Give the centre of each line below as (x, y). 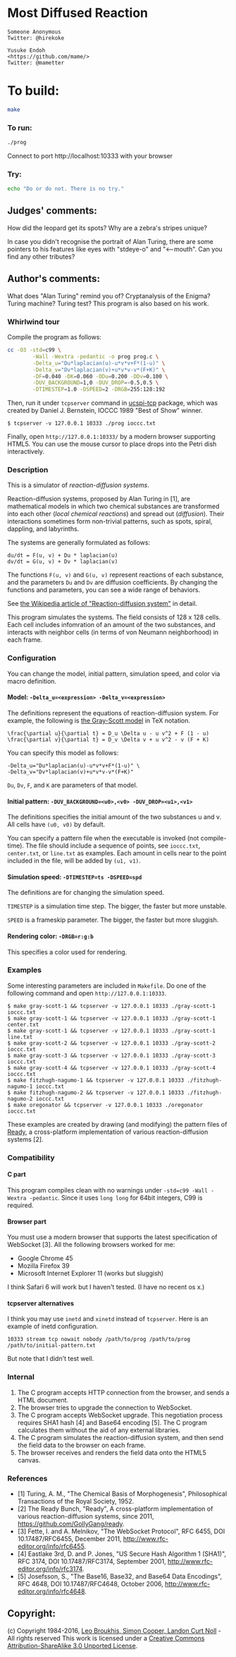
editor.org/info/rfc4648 (51, 1591)
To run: (20, 127)
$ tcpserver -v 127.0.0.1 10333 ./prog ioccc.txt (82, 423)
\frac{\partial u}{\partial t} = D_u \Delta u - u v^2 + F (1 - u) (108, 733)
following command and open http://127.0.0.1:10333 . (87, 993)
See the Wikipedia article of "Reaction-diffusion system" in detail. (102, 604)
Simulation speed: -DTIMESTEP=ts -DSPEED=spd (75, 877)
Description (28, 470)
